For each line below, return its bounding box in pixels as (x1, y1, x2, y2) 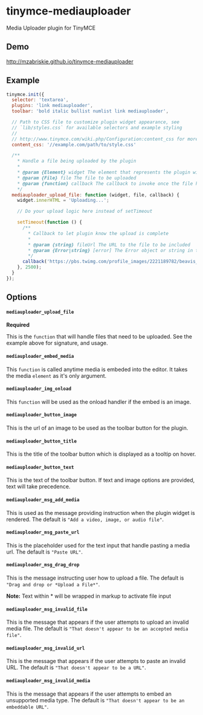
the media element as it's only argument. (6, 372, 107, 379)
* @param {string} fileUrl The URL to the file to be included (28, 242, 190, 248)
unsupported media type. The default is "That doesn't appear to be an (6, 696, 185, 704)
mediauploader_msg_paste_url (6, 529, 80, 535)
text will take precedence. (6, 483, 71, 490)
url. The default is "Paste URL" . (6, 548, 83, 555)
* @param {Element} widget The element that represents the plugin (17, 169, 190, 176)
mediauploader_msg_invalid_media (6, 678, 91, 684)
